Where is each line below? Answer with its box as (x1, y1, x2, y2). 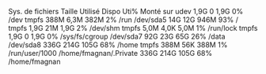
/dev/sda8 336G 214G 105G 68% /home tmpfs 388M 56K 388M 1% (8, 40, 228, 50)
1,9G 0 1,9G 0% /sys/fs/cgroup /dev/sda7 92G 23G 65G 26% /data (8, 31, 226, 41)
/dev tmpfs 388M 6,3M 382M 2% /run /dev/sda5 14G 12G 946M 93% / (8, 15, 239, 24)
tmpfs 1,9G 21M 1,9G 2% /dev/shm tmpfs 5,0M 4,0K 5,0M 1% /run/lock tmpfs (8, 24, 258, 32)
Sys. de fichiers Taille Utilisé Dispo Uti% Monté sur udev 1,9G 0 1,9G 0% (8, 7, 244, 16)
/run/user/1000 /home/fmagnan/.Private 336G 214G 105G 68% (8, 49, 212, 57)
